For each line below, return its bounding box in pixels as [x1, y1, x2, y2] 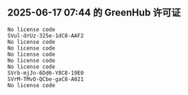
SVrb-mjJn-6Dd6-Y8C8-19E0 [7, 69, 84, 77]
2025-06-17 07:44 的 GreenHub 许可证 [7, 6, 181, 19]
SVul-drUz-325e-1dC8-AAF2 [7, 32, 84, 39]
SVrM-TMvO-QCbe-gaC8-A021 [7, 75, 84, 83]
